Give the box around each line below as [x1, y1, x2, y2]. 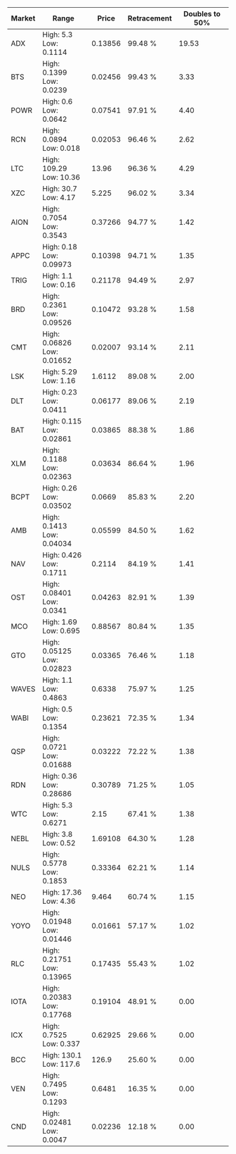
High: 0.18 [41, 242, 77, 252]
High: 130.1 [41, 1050, 82, 1060]
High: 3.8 [41, 829, 73, 839]
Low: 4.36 [41, 896, 76, 906]
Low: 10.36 [41, 173, 81, 182]
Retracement [127, 13, 172, 23]
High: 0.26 [41, 483, 77, 492]
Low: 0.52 [41, 838, 76, 848]
